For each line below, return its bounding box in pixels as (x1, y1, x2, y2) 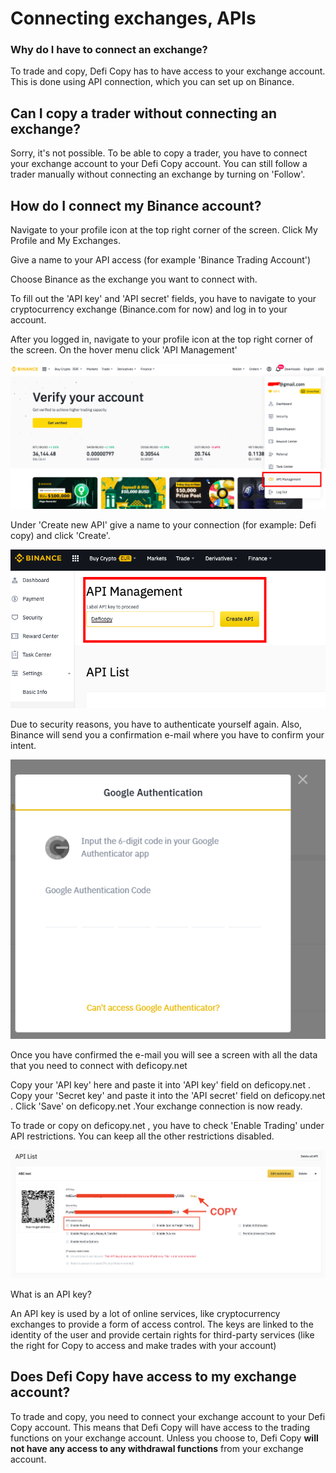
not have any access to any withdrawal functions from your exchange (10, 1442, 304, 1454)
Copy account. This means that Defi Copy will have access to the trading (10, 1421, 311, 1433)
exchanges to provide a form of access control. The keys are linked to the (10, 1318, 314, 1330)
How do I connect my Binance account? (10, 197, 262, 214)
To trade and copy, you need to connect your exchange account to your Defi (10, 1410, 326, 1422)
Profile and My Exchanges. (10, 235, 121, 247)
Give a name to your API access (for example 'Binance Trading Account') (10, 254, 312, 266)
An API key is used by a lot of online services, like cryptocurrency (10, 1307, 281, 1319)
